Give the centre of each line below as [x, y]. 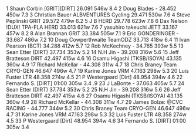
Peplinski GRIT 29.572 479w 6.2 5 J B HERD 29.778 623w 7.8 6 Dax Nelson [97, 21]
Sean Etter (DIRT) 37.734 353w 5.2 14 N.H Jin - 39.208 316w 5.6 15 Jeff [92, 52]
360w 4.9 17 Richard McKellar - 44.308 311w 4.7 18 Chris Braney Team [92, 65]
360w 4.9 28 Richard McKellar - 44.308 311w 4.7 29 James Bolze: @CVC [94, 102]
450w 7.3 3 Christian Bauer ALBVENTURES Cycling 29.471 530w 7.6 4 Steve [98, 15]
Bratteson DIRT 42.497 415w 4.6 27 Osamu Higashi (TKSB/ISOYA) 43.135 [94, 96]
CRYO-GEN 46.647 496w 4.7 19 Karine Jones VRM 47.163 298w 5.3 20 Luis [97, 71]
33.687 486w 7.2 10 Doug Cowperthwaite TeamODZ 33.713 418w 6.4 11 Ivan [98, 40]
